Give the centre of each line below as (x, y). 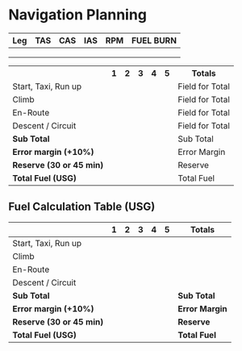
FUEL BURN (154, 40)
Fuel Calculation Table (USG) (82, 207)
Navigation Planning (78, 15)
